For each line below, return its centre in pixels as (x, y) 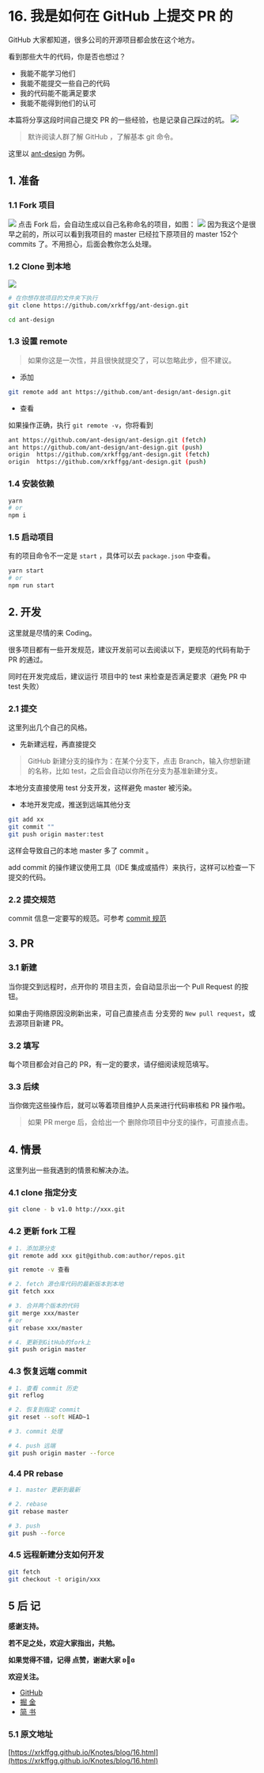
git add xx (26, 820)
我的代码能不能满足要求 (58, 93)
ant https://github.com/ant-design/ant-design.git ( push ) (106, 447)
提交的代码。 (29, 877)
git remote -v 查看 (39, 1270)
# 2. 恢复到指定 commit (44, 1410)
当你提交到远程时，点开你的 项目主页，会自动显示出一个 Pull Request (121, 986)
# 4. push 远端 (32, 1445)
